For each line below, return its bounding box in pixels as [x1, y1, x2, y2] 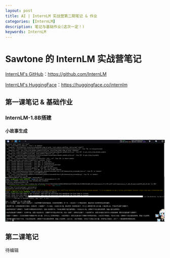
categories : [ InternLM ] [5, 19, 56, 24]
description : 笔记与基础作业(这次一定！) [5, 24, 85, 29]
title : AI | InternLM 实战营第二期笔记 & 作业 [5, 13, 98, 19]
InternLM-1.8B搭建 [5, 114, 52, 121]
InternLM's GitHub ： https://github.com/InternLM [5, 71, 107, 77]
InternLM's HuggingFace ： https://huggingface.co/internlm [5, 82, 128, 88]
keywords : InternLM [5, 29, 47, 35]
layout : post [5, 8, 33, 13]
